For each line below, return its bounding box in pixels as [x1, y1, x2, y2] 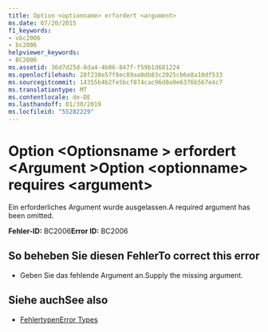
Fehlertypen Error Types [19, 314, 98, 324]
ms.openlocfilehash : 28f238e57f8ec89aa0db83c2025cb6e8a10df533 [8, 71, 223, 79]
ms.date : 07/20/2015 [8, 19, 77, 27]
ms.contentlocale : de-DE [8, 93, 91, 101]
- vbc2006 [8, 33, 41, 42]
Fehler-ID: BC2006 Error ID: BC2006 [8, 226, 128, 236]
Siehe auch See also [8, 294, 108, 307]
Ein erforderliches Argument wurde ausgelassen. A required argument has [8, 202, 250, 212]
